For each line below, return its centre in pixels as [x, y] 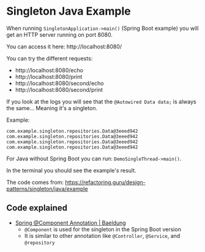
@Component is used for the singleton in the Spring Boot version [103, 229]
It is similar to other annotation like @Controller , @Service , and [102, 235]
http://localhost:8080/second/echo [59, 83]
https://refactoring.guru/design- [105, 182]
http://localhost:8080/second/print [59, 89]
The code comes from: [35, 182]
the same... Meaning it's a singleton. [52, 108]
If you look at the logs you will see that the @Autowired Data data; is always [102, 102]
